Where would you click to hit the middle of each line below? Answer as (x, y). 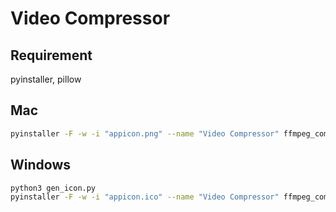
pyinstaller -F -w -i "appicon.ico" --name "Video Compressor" (145, 197)
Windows (40, 165)
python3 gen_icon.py (53, 188)
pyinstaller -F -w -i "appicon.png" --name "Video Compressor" (145, 133)
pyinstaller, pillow (46, 79)
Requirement (51, 55)
